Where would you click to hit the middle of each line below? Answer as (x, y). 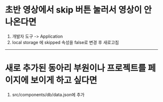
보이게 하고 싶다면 (64, 80)
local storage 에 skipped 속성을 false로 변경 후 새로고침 (65, 42)
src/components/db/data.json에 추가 (48, 94)
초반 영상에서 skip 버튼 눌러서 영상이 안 (78, 10)
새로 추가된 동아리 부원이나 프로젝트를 (76, 68)
